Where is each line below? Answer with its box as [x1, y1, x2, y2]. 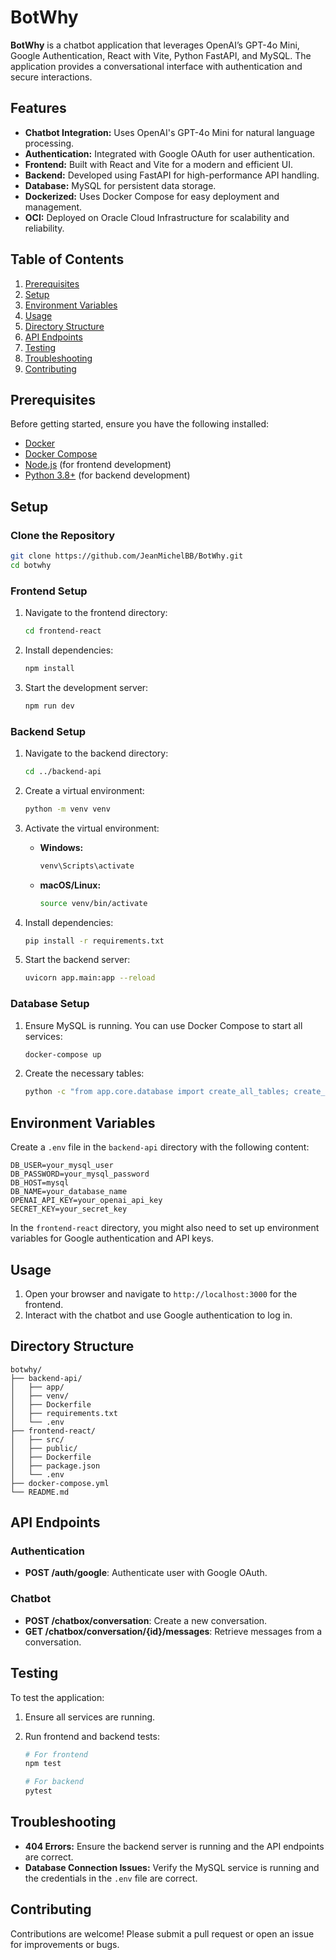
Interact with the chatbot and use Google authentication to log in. [24, 1309, 293, 1321]
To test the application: [10, 1691, 105, 1703]
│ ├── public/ [10, 1443, 78, 1453]
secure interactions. [10, 71, 93, 83]
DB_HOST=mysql [10, 1178, 70, 1188]
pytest [24, 1786, 53, 1796]
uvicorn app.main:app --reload [24, 973, 156, 983]
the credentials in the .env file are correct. [24, 1872, 198, 1884]
